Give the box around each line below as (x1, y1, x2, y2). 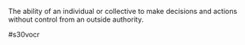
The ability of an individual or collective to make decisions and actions (8, 7, 238, 16)
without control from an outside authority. (8, 15, 144, 24)
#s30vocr (8, 30, 40, 39)
